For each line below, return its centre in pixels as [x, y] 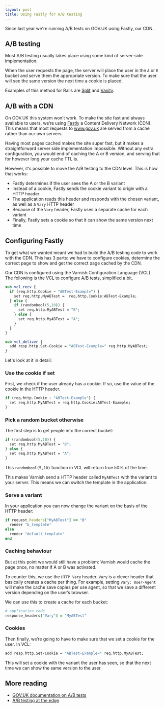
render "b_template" [30, 524]
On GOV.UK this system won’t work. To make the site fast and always [75, 118]
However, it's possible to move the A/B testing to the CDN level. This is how [82, 169]
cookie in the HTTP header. [33, 389]
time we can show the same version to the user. [54, 668]
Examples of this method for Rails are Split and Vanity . [60, 91]
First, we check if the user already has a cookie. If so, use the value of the [80, 384]
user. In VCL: [18, 644]
